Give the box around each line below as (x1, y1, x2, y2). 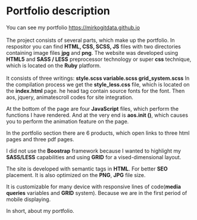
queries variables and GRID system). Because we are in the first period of (6, 189, 187, 196)
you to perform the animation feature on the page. (6, 117, 129, 125)
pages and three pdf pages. (6, 135, 74, 142)
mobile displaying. (6, 196, 51, 203)
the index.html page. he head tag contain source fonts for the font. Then (6, 87, 185, 94)
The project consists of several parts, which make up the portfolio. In (6, 36, 175, 44)
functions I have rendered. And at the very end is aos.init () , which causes (6, 111, 189, 119)
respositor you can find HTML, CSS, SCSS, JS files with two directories (6, 43, 182, 50)
